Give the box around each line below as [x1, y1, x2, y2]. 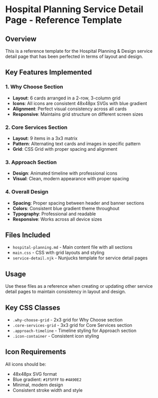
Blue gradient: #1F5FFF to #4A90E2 [12, 376, 82, 382]
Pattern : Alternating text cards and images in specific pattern [12, 141, 141, 147]
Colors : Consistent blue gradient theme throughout [12, 205, 120, 211]
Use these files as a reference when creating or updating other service [5, 283, 153, 289]
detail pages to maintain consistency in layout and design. [5, 288, 127, 295]
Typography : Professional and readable [12, 211, 96, 217]
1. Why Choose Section [5, 83, 63, 90]
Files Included [5, 230, 51, 239]
